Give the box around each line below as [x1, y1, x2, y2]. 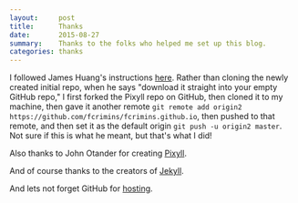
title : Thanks [9, 22, 84, 31]
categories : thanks [9, 47, 84, 56]
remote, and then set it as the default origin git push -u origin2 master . [9, 120, 283, 132]
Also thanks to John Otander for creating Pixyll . [9, 147, 187, 159]
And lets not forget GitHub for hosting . [9, 183, 153, 194]
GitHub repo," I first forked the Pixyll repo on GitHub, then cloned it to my [9, 92, 283, 103]
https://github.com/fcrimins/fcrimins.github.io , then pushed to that [9, 111, 275, 122]
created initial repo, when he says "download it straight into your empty [9, 82, 278, 93]
